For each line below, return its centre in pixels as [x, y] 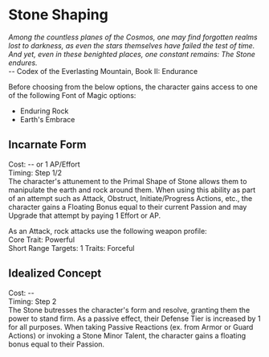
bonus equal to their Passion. [57, 344]
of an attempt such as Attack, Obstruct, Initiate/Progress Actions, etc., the [130, 198]
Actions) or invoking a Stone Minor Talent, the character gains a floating [127, 335]
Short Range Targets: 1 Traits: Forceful [71, 248]
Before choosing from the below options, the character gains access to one [133, 87]
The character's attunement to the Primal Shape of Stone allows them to [128, 181]
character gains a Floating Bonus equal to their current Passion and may [128, 207]
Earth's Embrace [47, 119]
